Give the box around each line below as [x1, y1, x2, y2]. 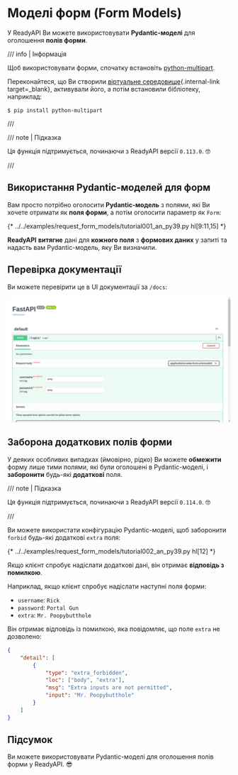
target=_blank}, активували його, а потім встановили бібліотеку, [7, 84, 200, 93]
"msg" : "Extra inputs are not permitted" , [45, 684, 173, 691]
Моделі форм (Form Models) [7, 5, 182, 21]
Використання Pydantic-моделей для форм [7, 182, 211, 194]
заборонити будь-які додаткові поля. [7, 470, 123, 478]
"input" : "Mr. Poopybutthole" [45, 692, 135, 699]
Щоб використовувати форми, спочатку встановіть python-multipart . [7, 63, 215, 72]
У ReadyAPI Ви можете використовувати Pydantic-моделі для [7, 28, 195, 37]
